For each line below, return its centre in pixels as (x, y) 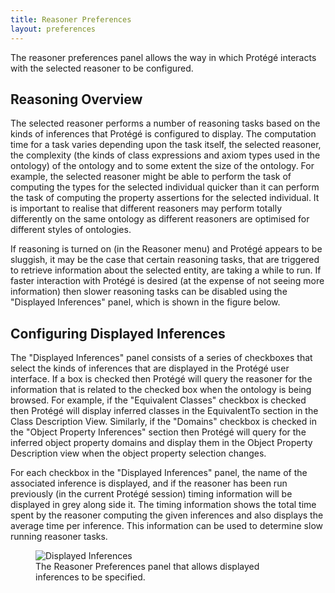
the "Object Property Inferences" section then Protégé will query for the (158, 432)
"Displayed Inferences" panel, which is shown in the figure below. (145, 302)
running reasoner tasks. (59, 537)
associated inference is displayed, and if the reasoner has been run (149, 483)
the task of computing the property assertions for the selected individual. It (165, 198)
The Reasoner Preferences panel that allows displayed (147, 567)
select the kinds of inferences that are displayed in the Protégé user (150, 368)
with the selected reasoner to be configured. (102, 68)
